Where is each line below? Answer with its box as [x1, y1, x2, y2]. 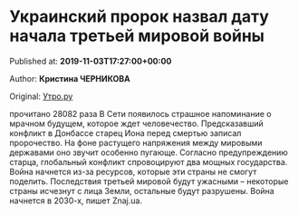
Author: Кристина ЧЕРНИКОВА [9, 73, 131, 83]
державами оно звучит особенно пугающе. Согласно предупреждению [9, 147, 288, 158]
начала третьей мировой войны [9, 25, 265, 46]
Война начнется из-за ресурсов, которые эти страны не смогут [9, 166, 257, 177]
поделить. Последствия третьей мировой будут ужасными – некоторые [9, 175, 289, 187]
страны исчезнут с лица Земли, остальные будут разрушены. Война [9, 185, 274, 196]
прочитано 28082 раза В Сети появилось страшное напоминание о [9, 108, 272, 119]
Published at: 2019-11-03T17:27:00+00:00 [9, 55, 172, 66]
